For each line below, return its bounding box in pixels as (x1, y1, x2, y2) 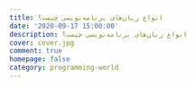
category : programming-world (9, 64, 119, 73)
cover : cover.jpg (9, 38, 75, 47)
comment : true (9, 47, 63, 56)
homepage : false (9, 55, 70, 64)
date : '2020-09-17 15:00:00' (9, 21, 119, 30)
